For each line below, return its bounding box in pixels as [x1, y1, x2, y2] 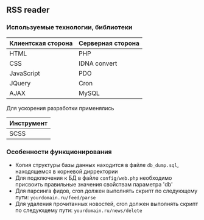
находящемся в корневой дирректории [15, 168, 118, 175]
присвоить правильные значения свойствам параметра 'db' [15, 180, 173, 188]
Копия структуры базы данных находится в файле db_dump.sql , [15, 161, 179, 168]
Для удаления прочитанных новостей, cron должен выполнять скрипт [15, 200, 199, 207]
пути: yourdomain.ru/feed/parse [15, 193, 96, 200]
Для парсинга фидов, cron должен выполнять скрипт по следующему [15, 187, 198, 194]
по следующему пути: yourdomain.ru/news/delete [15, 207, 142, 214]
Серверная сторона [79, 39, 140, 48]
